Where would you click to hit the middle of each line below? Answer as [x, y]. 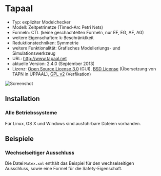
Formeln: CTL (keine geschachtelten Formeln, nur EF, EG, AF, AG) [78, 32]
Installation [22, 99]
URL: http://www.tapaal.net [40, 58]
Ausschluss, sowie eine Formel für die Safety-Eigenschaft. [64, 169]
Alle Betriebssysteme [31, 113]
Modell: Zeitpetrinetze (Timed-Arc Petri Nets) [58, 27]
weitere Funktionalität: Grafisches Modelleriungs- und [66, 48]
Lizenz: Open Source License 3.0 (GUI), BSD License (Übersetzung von [84, 68]
